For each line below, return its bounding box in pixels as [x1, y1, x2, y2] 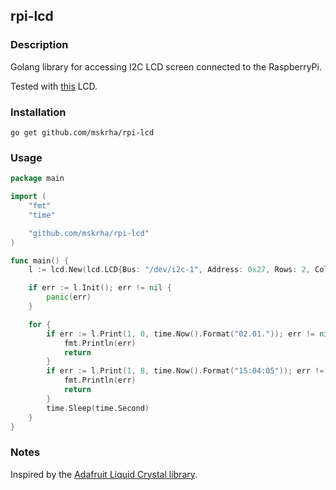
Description [10, 38, 69, 52]
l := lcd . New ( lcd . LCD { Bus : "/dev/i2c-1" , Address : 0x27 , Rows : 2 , [28, 265, 311, 275]
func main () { [10, 255, 70, 266]
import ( [10, 192, 47, 202]
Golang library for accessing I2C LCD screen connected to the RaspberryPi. [10, 60, 322, 73]
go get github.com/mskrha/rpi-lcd [10, 127, 155, 138]
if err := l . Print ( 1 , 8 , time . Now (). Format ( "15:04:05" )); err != [46, 366, 325, 376]
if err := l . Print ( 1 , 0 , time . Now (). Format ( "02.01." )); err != [46, 329, 316, 339]
